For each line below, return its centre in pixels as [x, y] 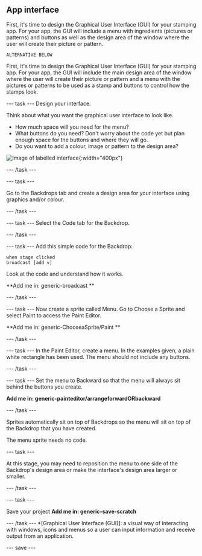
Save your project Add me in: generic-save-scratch [71, 511]
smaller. [16, 476]
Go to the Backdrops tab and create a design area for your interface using [98, 193]
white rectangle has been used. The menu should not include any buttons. [99, 357]
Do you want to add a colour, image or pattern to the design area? [97, 146]
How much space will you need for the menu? [72, 127]
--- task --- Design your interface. [49, 103]
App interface [33, 10]
